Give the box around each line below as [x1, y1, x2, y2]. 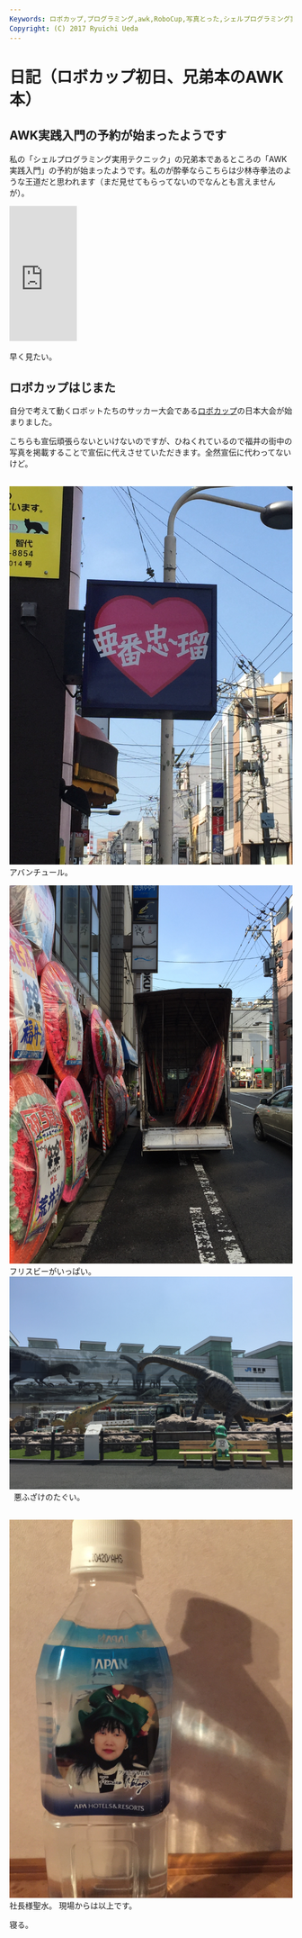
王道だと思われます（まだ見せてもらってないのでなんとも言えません [24, 176, 276, 186]
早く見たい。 [9, 351, 57, 362]
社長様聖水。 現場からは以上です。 [9, 1900, 138, 1911]
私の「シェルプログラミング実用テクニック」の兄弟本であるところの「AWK [9, 153, 288, 164]
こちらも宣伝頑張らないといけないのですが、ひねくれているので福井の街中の [9, 436, 293, 447]
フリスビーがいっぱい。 [9, 1266, 96, 1277]
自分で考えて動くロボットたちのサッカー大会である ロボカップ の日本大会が [9, 405, 285, 416]
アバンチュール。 [9, 867, 74, 878]
